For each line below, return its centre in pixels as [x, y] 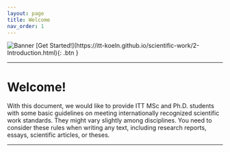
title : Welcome [29, 20]
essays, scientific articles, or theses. [59, 135]
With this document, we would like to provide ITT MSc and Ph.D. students [111, 106]
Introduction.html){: [35, 53]
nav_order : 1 [26, 26]
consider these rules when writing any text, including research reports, [107, 128]
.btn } [71, 53]
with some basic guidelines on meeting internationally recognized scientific [113, 113]
